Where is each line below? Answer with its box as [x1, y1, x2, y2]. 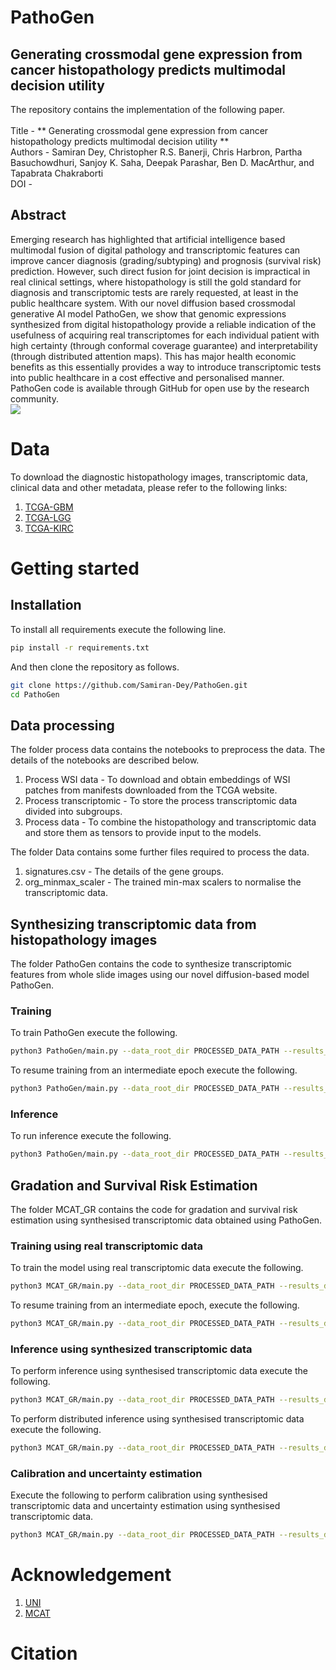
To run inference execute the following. [10, 1130, 172, 1142]
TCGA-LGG [24, 511, 72, 523]
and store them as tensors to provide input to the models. [24, 827, 262, 839]
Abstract [10, 207, 67, 224]
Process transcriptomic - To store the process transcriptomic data [24, 795, 298, 807]
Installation [10, 597, 82, 614]
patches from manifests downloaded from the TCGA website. [24, 784, 278, 796]
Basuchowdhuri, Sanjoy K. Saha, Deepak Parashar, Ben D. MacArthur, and [10, 157, 315, 168]
